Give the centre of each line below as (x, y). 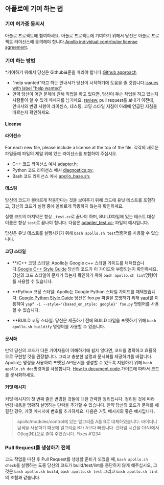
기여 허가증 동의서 (25, 24)
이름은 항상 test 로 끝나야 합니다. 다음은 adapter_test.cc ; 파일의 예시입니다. (77, 222)
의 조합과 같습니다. (23, 477)
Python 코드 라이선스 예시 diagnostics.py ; (53, 170)
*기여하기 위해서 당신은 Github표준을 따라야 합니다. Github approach (71, 72)
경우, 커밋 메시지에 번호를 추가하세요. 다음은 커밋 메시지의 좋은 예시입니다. (84, 411)
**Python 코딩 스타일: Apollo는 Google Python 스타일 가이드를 (73, 292)
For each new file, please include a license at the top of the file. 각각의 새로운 (82, 147)
